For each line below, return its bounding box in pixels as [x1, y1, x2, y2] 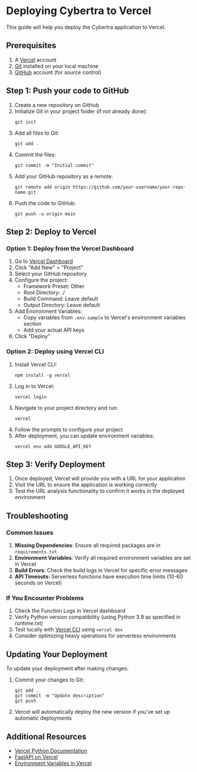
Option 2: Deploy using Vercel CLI [6, 347, 104, 356]
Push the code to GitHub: [14, 199, 76, 206]
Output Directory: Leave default [23, 302, 100, 309]
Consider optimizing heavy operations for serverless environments [14, 632, 176, 639]
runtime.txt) [14, 620, 44, 627]
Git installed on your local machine [14, 62, 99, 69]
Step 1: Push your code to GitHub [6, 86, 129, 96]
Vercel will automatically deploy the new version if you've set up [14, 708, 171, 716]
